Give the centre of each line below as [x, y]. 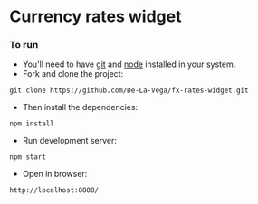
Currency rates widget [96, 17]
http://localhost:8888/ [54, 190]
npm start [28, 157]
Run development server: [70, 141]
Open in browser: [55, 174]
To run [24, 45]
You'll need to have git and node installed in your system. [129, 64]
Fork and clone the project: [73, 74]
